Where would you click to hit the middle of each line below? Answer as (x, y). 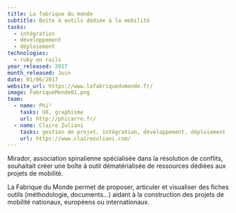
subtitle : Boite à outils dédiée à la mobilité (79, 20)
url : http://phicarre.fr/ (58, 118)
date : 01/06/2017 (33, 79)
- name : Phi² (33, 106)
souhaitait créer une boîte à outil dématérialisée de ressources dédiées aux (117, 166)
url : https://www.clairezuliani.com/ (76, 138)
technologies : (28, 54)
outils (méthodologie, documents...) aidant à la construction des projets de (116, 195)
